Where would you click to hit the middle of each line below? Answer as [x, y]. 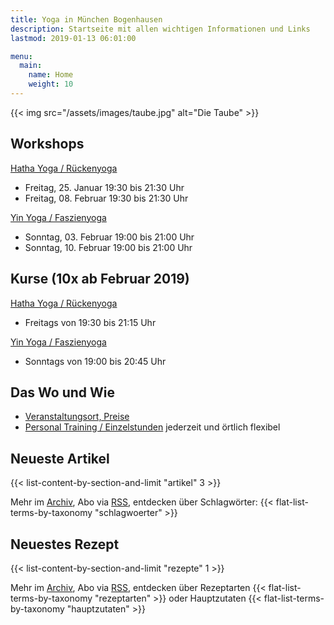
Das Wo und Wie [63, 392]
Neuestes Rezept [65, 544]
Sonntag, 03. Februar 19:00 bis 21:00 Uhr [109, 237]
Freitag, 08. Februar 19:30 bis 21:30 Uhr [106, 198]
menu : [21, 56]
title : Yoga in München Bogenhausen [86, 19]
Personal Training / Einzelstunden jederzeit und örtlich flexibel [152, 427]
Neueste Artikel [60, 458]
